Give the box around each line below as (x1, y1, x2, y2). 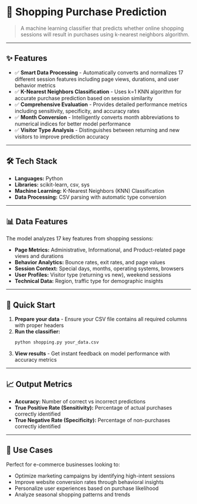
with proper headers (14, 322, 64, 329)
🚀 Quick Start (6, 300, 56, 310)
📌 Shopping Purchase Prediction (6, 5, 167, 19)
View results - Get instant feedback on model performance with (14, 350, 170, 357)
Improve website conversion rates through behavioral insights (14, 478, 164, 485)
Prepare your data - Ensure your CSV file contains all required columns (14, 316, 188, 323)
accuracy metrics (14, 356, 57, 363)
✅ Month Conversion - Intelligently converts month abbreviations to (14, 114, 180, 121)
